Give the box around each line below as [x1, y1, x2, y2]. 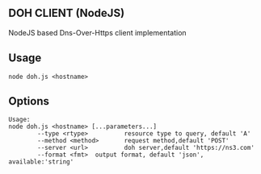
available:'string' [8, 158, 74, 166]
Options [8, 94, 50, 108]
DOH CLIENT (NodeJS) [8, 6, 125, 20]
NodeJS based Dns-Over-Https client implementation [8, 27, 187, 37]
